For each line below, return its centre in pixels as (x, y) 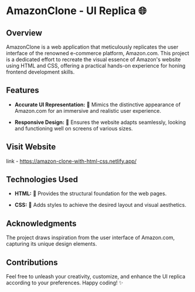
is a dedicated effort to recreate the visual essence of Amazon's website (93, 59)
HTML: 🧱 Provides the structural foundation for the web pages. (90, 194)
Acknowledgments (42, 224)
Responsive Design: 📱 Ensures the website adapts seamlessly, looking (100, 122)
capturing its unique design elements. (52, 244)
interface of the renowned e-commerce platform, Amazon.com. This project (97, 53)
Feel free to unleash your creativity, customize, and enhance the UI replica (96, 277)
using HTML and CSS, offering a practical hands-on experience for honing (96, 66)
